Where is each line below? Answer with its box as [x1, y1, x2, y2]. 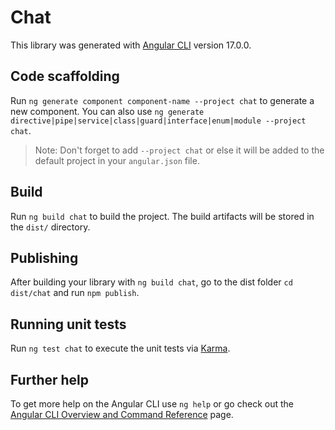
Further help [10, 371, 90, 388]
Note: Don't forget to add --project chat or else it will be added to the [34, 144, 325, 156]
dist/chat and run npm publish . [10, 287, 140, 299]
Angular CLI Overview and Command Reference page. [10, 409, 234, 420]
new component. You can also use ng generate [10, 105, 205, 117]
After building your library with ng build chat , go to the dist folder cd [10, 276, 293, 288]
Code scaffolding [10, 68, 120, 85]
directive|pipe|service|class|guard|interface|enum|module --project [10, 116, 307, 126]
